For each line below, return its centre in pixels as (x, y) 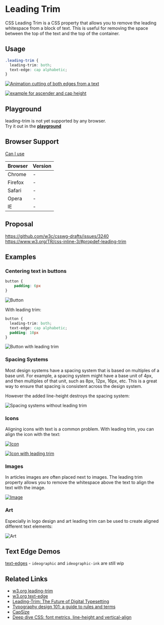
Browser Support (32, 142)
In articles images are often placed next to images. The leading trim (74, 477)
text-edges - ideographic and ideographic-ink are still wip (65, 563)
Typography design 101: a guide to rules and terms (64, 607)
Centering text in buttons (36, 271)
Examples (21, 257)
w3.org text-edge (30, 596)
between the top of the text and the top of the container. (62, 33)
